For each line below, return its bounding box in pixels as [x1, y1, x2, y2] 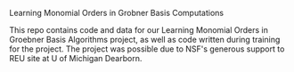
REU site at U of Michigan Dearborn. [9, 53, 143, 63]
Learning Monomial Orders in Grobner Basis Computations [9, 8, 225, 18]
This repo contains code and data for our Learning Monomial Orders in [9, 25, 269, 35]
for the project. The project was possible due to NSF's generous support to [9, 44, 285, 54]
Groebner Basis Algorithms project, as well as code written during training [9, 35, 281, 44]
